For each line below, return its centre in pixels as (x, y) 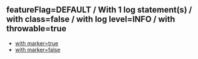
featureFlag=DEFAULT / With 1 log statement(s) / (99, 10)
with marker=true (37, 43)
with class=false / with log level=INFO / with (91, 20)
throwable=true (36, 29)
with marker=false (37, 49)
